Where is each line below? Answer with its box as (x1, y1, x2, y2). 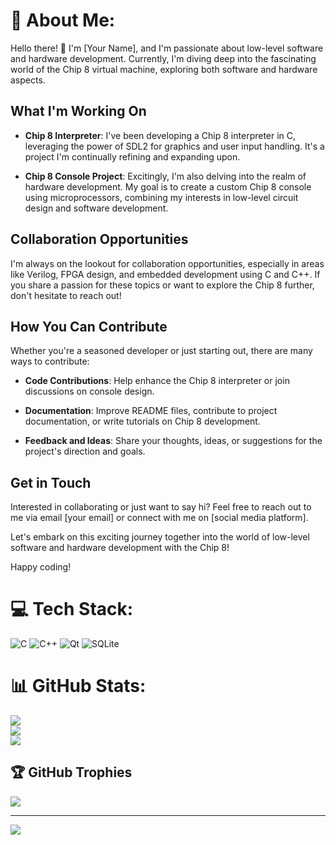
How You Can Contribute (10, 318, 168, 335)
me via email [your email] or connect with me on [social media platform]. (10, 512, 309, 524)
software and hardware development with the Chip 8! (10, 542, 230, 554)
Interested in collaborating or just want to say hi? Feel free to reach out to (10, 501, 312, 513)
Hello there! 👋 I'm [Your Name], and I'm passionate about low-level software (10, 42, 324, 54)
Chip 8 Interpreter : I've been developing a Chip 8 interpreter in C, (24, 129, 297, 141)
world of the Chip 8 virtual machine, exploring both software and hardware (10, 63, 318, 75)
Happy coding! (10, 561, 72, 573)
